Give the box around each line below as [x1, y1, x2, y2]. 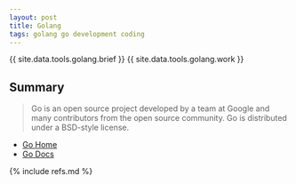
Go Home [21, 140, 58, 150]
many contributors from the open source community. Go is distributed [30, 113, 287, 124]
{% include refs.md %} [9, 166, 93, 177]
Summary [9, 79, 65, 94]
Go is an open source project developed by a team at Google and [30, 103, 270, 114]
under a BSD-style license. [30, 122, 130, 133]
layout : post [9, 12, 58, 22]
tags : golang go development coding [9, 29, 145, 38]
